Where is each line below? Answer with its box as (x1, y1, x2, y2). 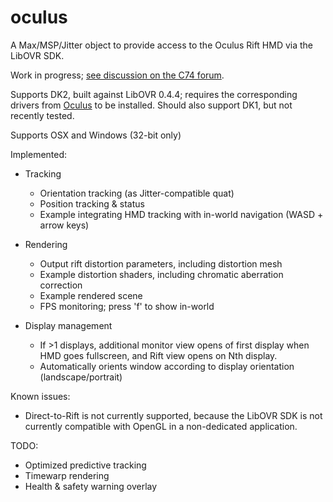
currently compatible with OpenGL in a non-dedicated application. (24, 420, 298, 432)
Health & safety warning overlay (24, 480, 158, 492)
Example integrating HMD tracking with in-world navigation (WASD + (39, 208, 324, 220)
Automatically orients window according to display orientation (39, 360, 295, 372)
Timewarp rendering (24, 469, 110, 481)
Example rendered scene (39, 289, 143, 301)
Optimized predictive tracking (24, 459, 147, 471)
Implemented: (10, 148, 68, 160)
